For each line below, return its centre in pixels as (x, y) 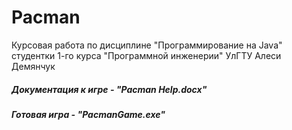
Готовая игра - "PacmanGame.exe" (88, 114)
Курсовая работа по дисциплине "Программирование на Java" (147, 45)
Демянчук (33, 66)
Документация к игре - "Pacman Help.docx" (109, 89)
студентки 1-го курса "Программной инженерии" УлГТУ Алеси (146, 55)
